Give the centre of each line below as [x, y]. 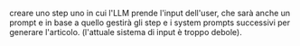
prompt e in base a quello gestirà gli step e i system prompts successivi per [150, 23]
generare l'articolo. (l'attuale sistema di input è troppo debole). [126, 32]
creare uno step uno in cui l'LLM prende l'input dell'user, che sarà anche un [150, 13]
